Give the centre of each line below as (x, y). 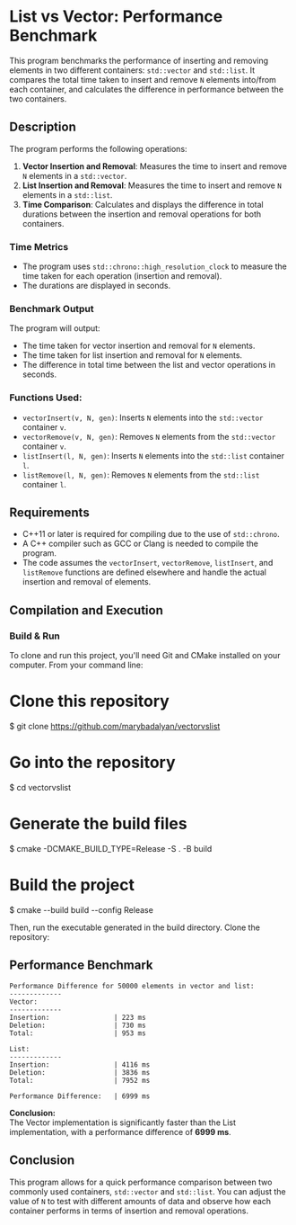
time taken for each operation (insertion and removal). (122, 276)
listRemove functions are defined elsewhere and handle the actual (144, 572)
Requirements (49, 513)
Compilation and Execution (86, 610)
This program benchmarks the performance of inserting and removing (139, 60)
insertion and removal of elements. (87, 582)
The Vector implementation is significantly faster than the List (122, 1122)
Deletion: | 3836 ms (80, 1072)
